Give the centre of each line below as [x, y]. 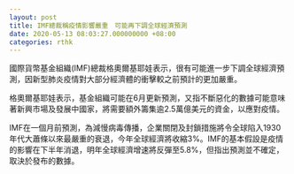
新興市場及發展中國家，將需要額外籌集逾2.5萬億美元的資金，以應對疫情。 [151, 109]
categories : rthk [41, 42]
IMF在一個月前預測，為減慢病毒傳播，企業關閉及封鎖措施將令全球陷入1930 [145, 128]
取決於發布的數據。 [44, 161]
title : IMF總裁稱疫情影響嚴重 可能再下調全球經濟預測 [98, 26]
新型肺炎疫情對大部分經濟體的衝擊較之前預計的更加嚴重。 [137, 79]
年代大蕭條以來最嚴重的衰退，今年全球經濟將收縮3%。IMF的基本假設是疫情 [147, 139]
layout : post [33, 17]
